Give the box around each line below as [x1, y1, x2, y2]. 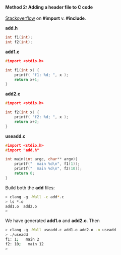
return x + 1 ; [14, 77, 39, 82]
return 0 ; [14, 171, 35, 176]
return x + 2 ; [14, 119, 39, 124]
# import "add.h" [5, 147, 39, 153]
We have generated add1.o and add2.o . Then [5, 218, 100, 224]
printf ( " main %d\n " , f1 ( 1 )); [14, 161, 80, 166]
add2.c [5, 91, 21, 97]
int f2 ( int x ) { [5, 110, 39, 115]
